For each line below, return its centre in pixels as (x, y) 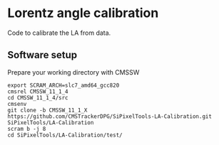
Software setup (42, 55)
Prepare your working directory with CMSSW (73, 72)
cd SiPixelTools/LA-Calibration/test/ (65, 135)
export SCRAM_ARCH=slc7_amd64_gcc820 (63, 85)
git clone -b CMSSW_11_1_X (47, 110)
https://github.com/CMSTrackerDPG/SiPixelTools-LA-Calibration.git (110, 116)
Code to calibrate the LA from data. (59, 33)
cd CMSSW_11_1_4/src (38, 97)
